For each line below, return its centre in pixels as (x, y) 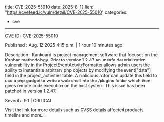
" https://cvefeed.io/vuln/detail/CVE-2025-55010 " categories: (66, 12)
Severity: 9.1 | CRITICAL (29, 100)
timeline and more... (25, 115)
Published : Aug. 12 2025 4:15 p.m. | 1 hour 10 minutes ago (64, 45)
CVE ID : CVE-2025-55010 (31, 36)
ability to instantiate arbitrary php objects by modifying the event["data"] (78, 70)
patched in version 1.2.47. (31, 91)
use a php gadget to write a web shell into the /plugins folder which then (78, 81)
